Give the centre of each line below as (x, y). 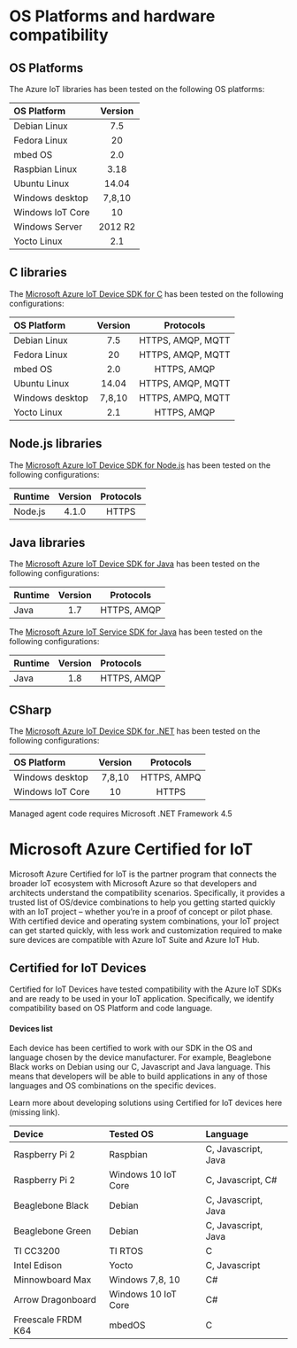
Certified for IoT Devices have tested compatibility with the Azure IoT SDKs (145, 989)
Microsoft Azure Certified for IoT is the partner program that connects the (143, 874)
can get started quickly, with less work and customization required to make (146, 931)
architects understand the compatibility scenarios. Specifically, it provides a (147, 893)
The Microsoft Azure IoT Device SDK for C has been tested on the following (147, 293)
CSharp (30, 709)
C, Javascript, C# (241, 1180)
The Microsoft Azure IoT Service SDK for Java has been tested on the (136, 632)
